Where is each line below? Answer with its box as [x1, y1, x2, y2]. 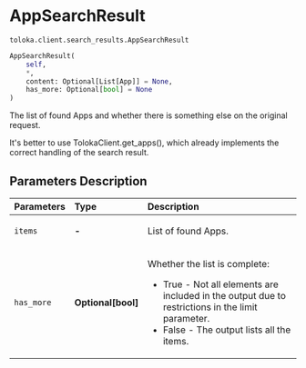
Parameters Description [9, 174, 148, 189]
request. [9, 120, 41, 131]
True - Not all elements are [162, 278, 280, 291]
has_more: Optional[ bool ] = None [25, 85, 153, 94]
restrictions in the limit [162, 301, 258, 313]
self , [25, 60, 47, 69]
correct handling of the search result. [9, 147, 149, 158]
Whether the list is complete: [147, 258, 270, 270]
